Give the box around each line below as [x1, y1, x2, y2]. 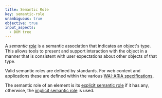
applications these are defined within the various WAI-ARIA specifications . [5, 73, 154, 79]
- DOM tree [9, 30, 32, 34]
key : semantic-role [5, 12, 45, 16]
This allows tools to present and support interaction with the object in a [5, 48, 147, 54]
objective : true [5, 20, 38, 26]
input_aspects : [5, 25, 36, 30]
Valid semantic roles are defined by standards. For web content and [5, 68, 141, 73]
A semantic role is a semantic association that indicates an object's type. [5, 43, 151, 49]
